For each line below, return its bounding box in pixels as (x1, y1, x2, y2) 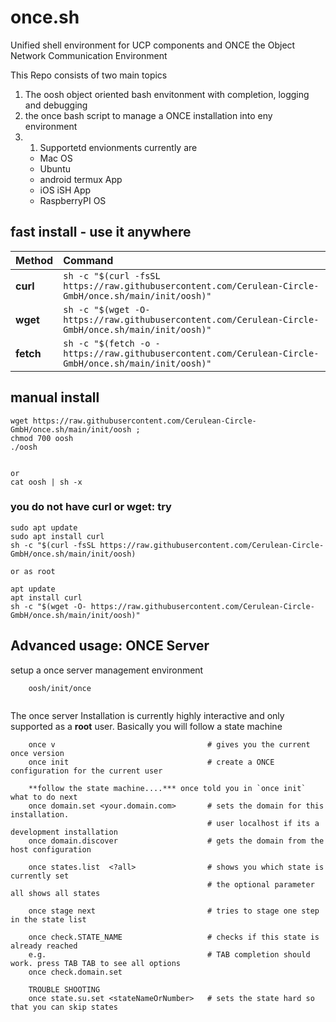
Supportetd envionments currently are (39, 141, 198, 153)
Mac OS (39, 152, 73, 164)
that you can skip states (10, 1002, 118, 1012)
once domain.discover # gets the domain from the (28, 836, 325, 846)
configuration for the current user (10, 766, 163, 776)
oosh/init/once (28, 683, 92, 693)
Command (63, 253, 114, 267)
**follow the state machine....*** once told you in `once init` (28, 783, 307, 793)
